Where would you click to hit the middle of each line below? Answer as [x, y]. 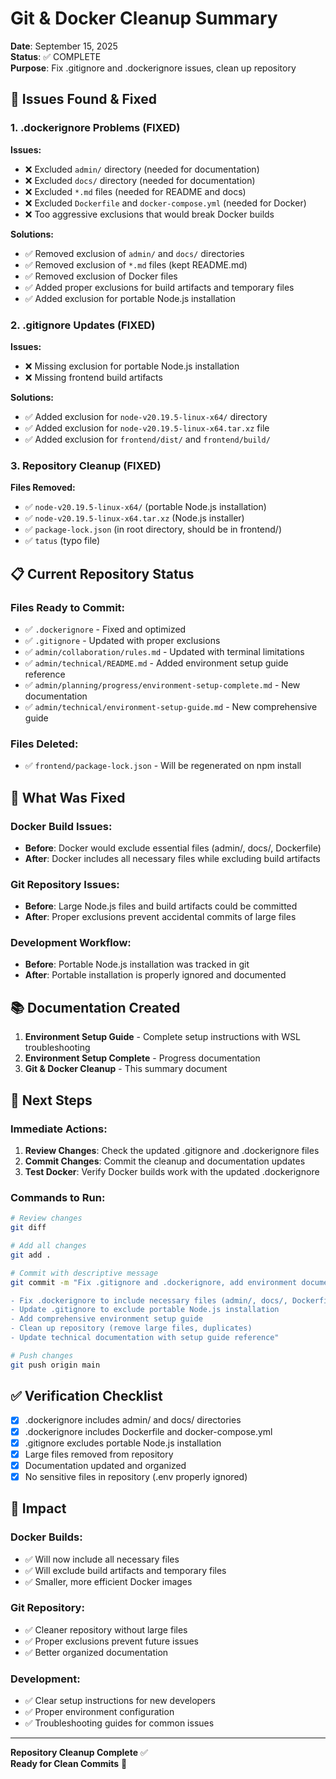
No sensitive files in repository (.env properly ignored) [136, 1476]
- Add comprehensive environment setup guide [106, 1319]
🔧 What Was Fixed [68, 797]
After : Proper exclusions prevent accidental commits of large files [160, 917]
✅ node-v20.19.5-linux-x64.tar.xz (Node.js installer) [134, 518]
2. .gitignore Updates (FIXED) [83, 325]
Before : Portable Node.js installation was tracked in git [137, 964]
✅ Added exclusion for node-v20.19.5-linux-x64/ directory [146, 416]
